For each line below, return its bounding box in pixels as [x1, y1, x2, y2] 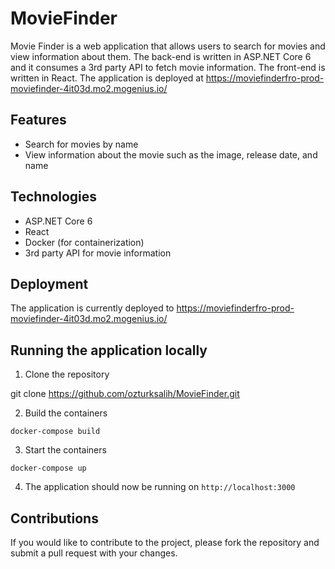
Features [10, 112, 67, 129]
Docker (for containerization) [24, 236, 145, 248]
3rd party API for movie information [24, 247, 172, 259]
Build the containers [24, 407, 108, 419]
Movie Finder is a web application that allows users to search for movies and [10, 40, 326, 52]
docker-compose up [10, 463, 87, 474]
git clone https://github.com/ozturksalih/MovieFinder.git [10, 388, 240, 400]
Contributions [10, 510, 99, 527]
